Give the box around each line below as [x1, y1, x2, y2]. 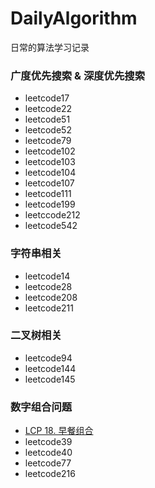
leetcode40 [24, 447, 73, 459]
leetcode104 [24, 167, 77, 179]
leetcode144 [24, 362, 77, 374]
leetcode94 [24, 352, 73, 364]
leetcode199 [24, 198, 76, 211]
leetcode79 [24, 135, 72, 147]
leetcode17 [24, 92, 70, 104]
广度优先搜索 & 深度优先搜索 [10, 68, 146, 82]
